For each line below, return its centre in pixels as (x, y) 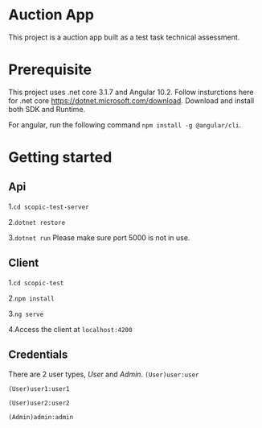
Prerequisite (50, 70)
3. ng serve (26, 314)
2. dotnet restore (37, 222)
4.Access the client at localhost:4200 (70, 329)
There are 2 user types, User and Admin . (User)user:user (104, 374)
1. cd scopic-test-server (49, 206)
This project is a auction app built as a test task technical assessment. (124, 37)
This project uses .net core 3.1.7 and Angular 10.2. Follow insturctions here (131, 92)
